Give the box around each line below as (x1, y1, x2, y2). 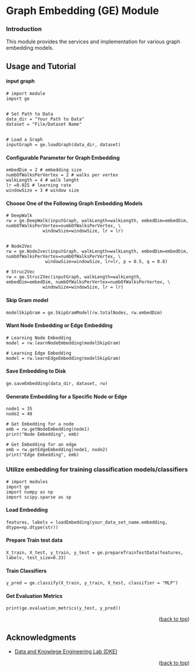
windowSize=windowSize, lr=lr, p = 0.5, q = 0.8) (45, 259, 168, 265)
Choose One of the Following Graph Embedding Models (6, 200, 143, 207)
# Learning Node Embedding (6, 335, 72, 341)
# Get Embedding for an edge (6, 442, 77, 448)
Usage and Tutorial (6, 61, 76, 71)
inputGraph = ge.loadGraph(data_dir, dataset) (6, 142, 121, 148)
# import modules (6, 479, 48, 484)
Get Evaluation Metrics (6, 592, 63, 600)
